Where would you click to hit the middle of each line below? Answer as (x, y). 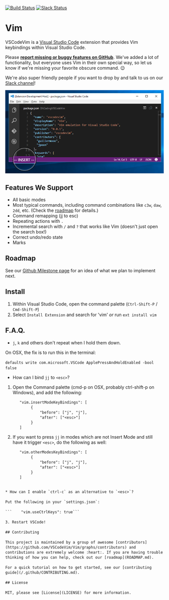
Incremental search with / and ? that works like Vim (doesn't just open (85, 226)
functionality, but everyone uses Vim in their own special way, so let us (78, 63)
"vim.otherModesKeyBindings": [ (53, 452)
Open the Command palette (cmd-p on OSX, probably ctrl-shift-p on (83, 387)
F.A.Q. (15, 331)
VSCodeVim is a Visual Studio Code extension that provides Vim (72, 42)
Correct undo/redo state (37, 237)
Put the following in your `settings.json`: (53, 502)
